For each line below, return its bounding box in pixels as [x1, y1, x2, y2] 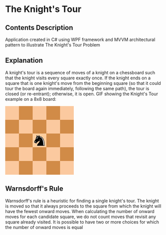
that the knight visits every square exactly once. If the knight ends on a [5, 75, 151, 81]
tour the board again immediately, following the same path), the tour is [5, 85, 150, 91]
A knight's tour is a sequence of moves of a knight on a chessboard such [5, 69, 156, 75]
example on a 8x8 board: [5, 96, 56, 102]
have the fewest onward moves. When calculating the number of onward [5, 208, 155, 214]
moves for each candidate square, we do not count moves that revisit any [5, 214, 156, 220]
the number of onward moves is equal [5, 224, 83, 230]
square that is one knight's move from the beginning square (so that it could [5, 80, 161, 86]
